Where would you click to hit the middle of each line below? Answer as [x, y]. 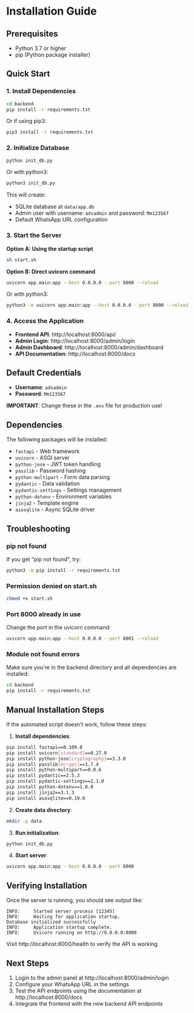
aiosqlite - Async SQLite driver [55, 510]
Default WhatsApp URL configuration [61, 220]
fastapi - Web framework [47, 451]
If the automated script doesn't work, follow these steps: [77, 724]
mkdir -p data [24, 821]
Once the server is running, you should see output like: [75, 900]
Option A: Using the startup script [50, 248]
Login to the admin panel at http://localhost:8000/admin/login [92, 978]
